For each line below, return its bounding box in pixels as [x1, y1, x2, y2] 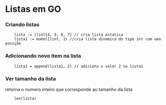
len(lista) [14, 96, 37, 101]
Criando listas [5, 21, 40, 28]
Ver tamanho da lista [5, 75, 56, 82]
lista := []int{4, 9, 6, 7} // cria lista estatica [14, 32, 123, 38]
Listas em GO [5, 3, 61, 15]
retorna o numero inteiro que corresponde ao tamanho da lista [5, 87, 133, 93]
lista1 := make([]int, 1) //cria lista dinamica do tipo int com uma [14, 37, 162, 42]
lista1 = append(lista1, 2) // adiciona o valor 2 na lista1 [14, 63, 143, 69]
